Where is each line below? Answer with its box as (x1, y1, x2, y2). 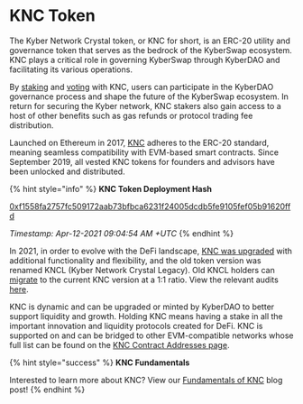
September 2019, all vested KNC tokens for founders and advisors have (9, 156, 275, 167)
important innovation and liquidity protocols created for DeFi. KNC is (9, 320, 263, 331)
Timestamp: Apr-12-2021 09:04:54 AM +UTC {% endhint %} (9, 227, 234, 239)
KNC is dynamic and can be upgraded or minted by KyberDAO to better (9, 301, 275, 312)
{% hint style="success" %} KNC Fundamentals (9, 357, 190, 368)
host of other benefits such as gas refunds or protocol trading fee (9, 110, 253, 121)
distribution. (9, 119, 54, 131)
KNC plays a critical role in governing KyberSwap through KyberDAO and (9, 54, 280, 65)
